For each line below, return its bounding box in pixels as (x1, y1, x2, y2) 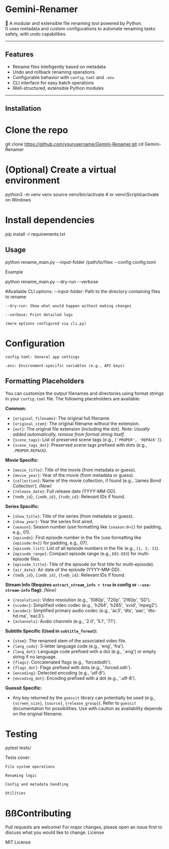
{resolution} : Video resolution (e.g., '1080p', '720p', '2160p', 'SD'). (12, 597, 151, 603)
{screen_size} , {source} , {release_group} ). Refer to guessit (12, 700, 137, 706)
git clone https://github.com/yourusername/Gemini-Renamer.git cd (5, 141, 144, 147)
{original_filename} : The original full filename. (12, 415, 111, 421)
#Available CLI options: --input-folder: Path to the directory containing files (5, 288, 160, 294)
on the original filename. (12, 711, 63, 717)
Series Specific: (5, 503, 39, 509)
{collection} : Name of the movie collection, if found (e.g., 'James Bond (12, 477, 161, 483)
